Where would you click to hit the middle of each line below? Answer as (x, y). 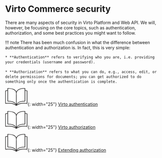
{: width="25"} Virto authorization (62, 127)
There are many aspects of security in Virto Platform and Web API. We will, (81, 23)
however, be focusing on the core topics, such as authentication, (70, 27)
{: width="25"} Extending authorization (67, 150)
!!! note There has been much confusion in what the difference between (78, 42)
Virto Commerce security (58, 9)
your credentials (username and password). (50, 62)
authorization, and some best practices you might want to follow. (70, 33)
